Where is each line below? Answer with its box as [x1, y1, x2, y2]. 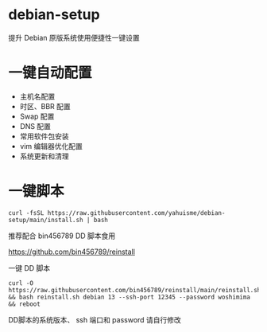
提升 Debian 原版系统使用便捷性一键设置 [8, 33, 141, 42]
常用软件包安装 [19, 131, 69, 141]
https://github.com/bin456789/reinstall [8, 247, 135, 256]
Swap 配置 [19, 111, 55, 121]
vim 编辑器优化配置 [19, 141, 83, 150]
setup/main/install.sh [8, 216, 83, 224]
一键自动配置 [8, 64, 93, 82]
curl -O [8, 279, 34, 287]
